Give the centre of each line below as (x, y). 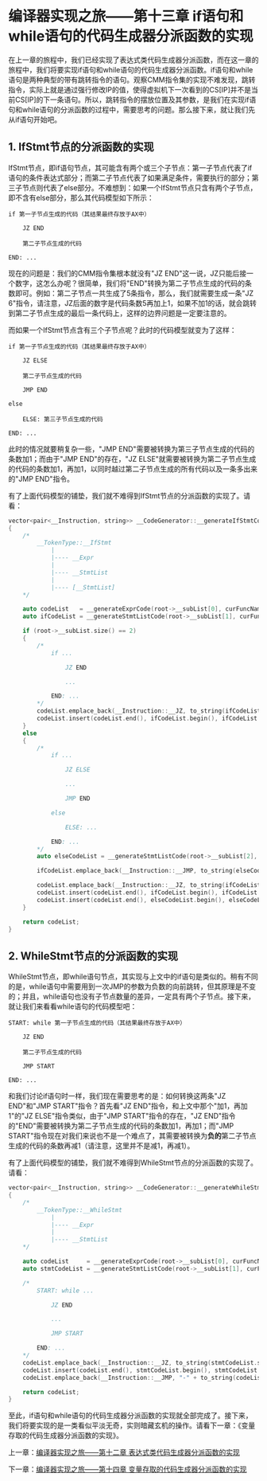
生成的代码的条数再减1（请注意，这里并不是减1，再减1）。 (101, 1146)
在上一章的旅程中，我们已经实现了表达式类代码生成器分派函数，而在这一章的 (133, 60)
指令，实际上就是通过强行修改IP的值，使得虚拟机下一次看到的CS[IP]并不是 (130, 89)
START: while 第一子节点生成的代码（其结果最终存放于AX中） (97, 1023)
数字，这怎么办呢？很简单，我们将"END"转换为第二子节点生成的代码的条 (133, 283)
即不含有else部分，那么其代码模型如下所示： (81, 197)
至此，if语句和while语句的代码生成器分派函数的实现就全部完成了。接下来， (130, 1416)
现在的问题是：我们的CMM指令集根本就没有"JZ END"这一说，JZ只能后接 (128, 273)
